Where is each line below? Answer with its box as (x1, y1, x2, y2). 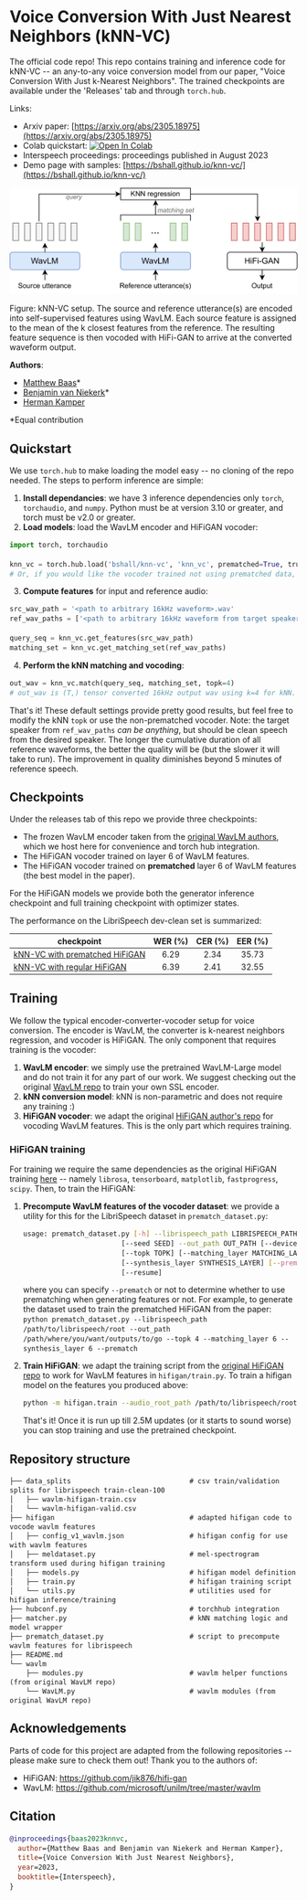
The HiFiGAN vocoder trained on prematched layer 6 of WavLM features (22, 861, 297, 872)
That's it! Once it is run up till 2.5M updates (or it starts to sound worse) (22, 1415, 292, 1427)
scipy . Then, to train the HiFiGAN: (9, 1184, 136, 1194)
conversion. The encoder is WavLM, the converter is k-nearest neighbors (9, 1024, 285, 1035)
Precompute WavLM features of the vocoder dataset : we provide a (22, 1201, 281, 1212)
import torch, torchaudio (9, 540, 108, 549)
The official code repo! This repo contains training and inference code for (9, 56, 286, 67)
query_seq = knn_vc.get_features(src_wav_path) (9, 633, 195, 643)
